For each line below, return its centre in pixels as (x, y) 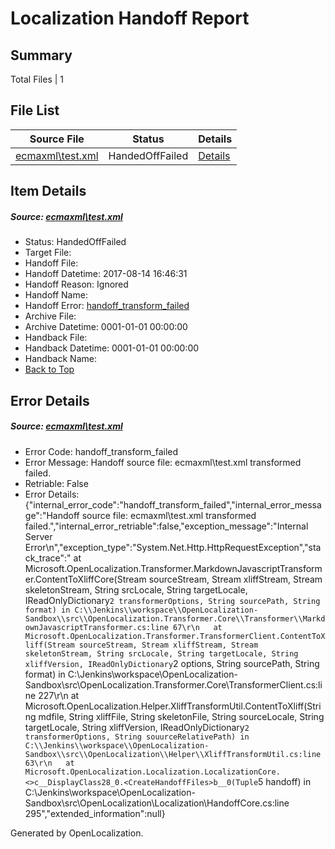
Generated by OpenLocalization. (77, 833)
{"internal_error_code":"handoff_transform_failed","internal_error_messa (173, 504)
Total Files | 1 (37, 79)
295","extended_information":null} (95, 813)
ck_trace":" (48, 558)
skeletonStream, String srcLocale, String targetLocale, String (161, 653)
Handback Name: (60, 359)
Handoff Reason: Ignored (76, 284)
